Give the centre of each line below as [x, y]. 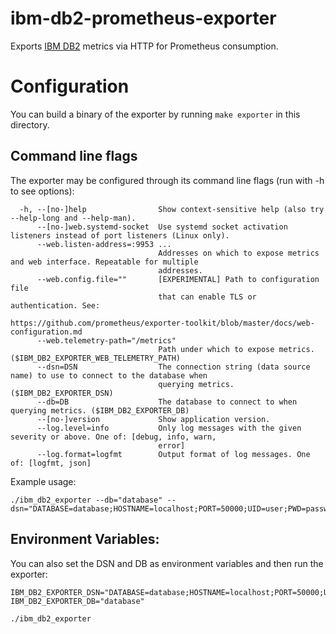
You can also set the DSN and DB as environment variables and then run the [167, 563]
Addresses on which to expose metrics [239, 253]
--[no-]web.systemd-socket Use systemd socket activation [162, 227]
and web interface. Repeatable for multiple [104, 262]
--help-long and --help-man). [73, 218]
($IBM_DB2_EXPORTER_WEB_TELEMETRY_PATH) [96, 358]
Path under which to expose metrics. [236, 349]
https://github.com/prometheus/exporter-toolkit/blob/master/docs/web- [162, 323]
